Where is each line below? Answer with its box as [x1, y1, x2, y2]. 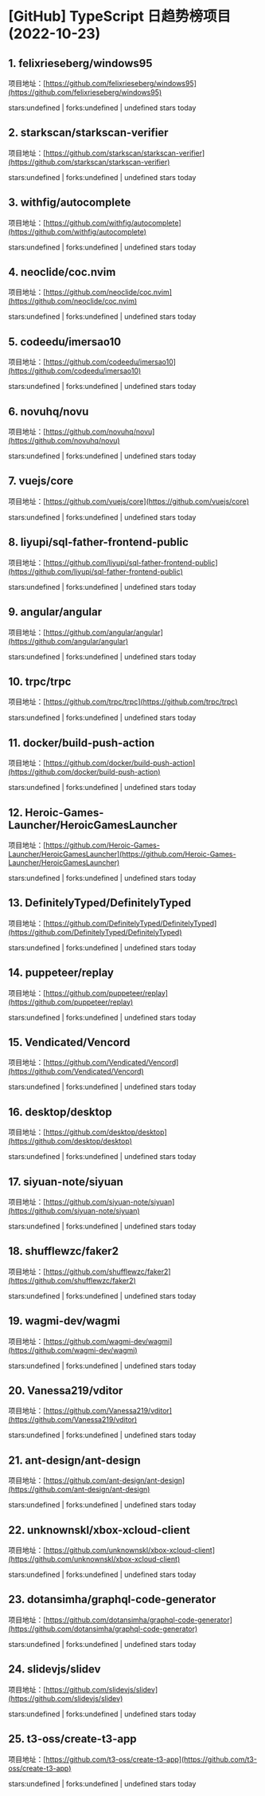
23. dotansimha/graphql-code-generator [8, 1593, 216, 1606]
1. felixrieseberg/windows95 [8, 57, 153, 70]
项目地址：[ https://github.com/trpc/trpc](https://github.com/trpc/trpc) [8, 697, 238, 706]
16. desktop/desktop [8, 1105, 113, 1118]
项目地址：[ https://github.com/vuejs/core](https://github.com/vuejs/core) [8, 496, 249, 506]
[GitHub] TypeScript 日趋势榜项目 [8, 7, 232, 26]
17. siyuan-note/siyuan [8, 1175, 123, 1189]
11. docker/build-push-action [8, 736, 155, 749]
